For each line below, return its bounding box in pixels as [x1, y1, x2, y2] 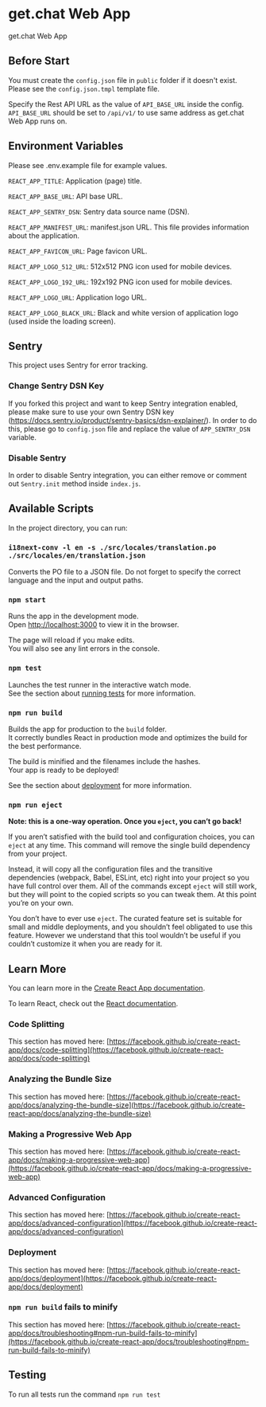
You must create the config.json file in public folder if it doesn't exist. [8, 75, 237, 84]
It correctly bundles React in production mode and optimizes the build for [8, 732, 248, 742]
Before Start [8, 54, 70, 68]
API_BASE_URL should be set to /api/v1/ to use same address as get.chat [8, 108, 245, 117]
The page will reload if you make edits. [8, 635, 135, 645]
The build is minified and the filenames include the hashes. [8, 756, 201, 766]
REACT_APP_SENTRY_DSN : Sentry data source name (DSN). [8, 206, 190, 216]
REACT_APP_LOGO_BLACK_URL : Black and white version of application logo [8, 308, 239, 317]
